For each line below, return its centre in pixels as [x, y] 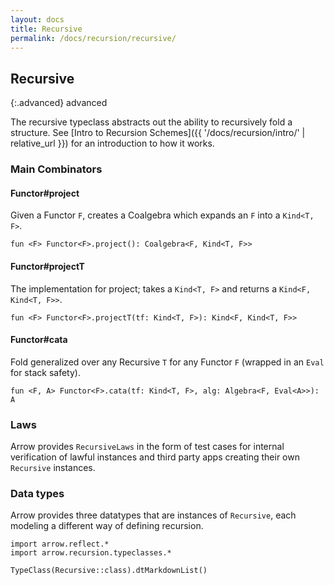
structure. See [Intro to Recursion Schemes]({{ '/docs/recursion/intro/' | [158, 133]
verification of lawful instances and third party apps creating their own [155, 457]
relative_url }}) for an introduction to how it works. [112, 143]
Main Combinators [56, 169]
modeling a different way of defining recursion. [107, 526]
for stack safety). [45, 372]
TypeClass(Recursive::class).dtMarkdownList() [109, 571]
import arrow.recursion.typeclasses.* [91, 553]
